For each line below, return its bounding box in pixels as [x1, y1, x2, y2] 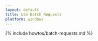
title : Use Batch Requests [5, 12, 62, 17]
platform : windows [5, 16, 44, 21]
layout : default [5, 7, 39, 12]
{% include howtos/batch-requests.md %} [5, 30, 93, 36]
